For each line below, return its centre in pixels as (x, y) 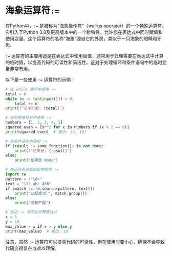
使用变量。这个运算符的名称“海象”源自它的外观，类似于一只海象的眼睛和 (81, 38)
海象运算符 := (33, 11)
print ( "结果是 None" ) (36, 160)
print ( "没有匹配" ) (33, 203)
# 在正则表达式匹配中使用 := (32, 170)
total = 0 (16, 94)
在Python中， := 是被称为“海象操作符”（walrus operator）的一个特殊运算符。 (86, 26)
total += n (26, 104)
